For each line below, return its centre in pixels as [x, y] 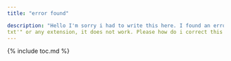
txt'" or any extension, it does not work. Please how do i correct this [115, 32]
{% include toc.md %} [38, 51]
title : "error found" [38, 13]
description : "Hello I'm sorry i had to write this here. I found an [109, 25]
